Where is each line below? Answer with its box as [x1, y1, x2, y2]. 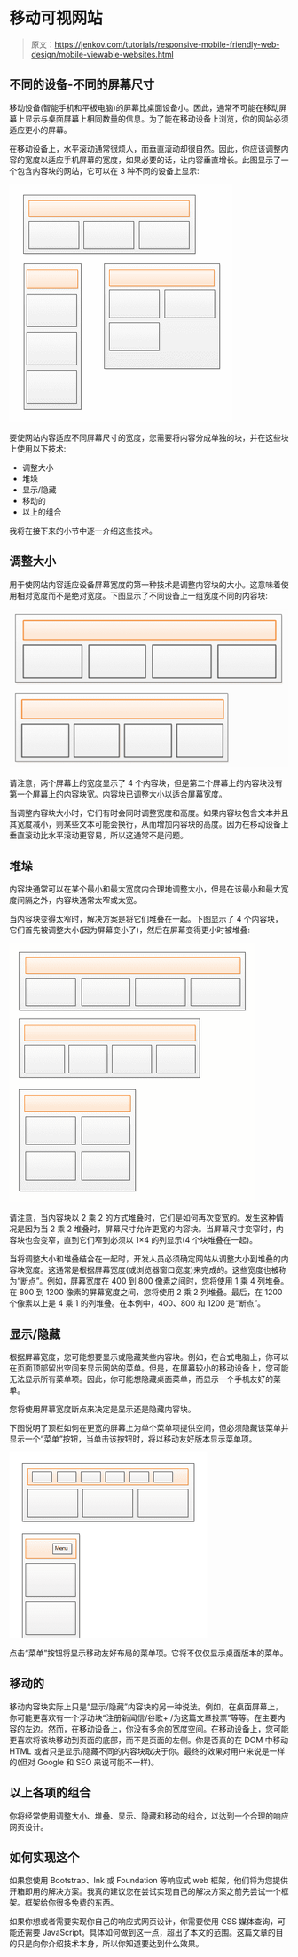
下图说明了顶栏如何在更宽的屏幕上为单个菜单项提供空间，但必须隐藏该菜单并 [9, 1422, 289, 1433]
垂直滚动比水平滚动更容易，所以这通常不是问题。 [9, 830, 188, 841]
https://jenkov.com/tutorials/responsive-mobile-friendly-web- [54, 39, 280, 50]
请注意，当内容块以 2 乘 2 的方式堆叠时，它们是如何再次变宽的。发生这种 [9, 1213, 277, 1223]
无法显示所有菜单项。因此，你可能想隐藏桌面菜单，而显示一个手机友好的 [9, 1373, 273, 1384]
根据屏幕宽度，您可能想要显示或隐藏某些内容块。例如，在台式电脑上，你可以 [9, 1351, 289, 1362]
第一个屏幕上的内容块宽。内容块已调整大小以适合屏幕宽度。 [9, 789, 227, 799]
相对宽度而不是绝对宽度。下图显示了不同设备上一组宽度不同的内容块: [16, 590, 269, 601]
